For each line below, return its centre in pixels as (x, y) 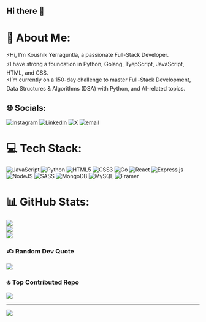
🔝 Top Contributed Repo (43, 282)
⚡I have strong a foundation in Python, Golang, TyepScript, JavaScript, (95, 64)
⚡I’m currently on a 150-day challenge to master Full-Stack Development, (99, 80)
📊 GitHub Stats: (48, 202)
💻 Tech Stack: (44, 148)
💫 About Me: (39, 38)
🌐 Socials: (26, 108)
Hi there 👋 (25, 11)
